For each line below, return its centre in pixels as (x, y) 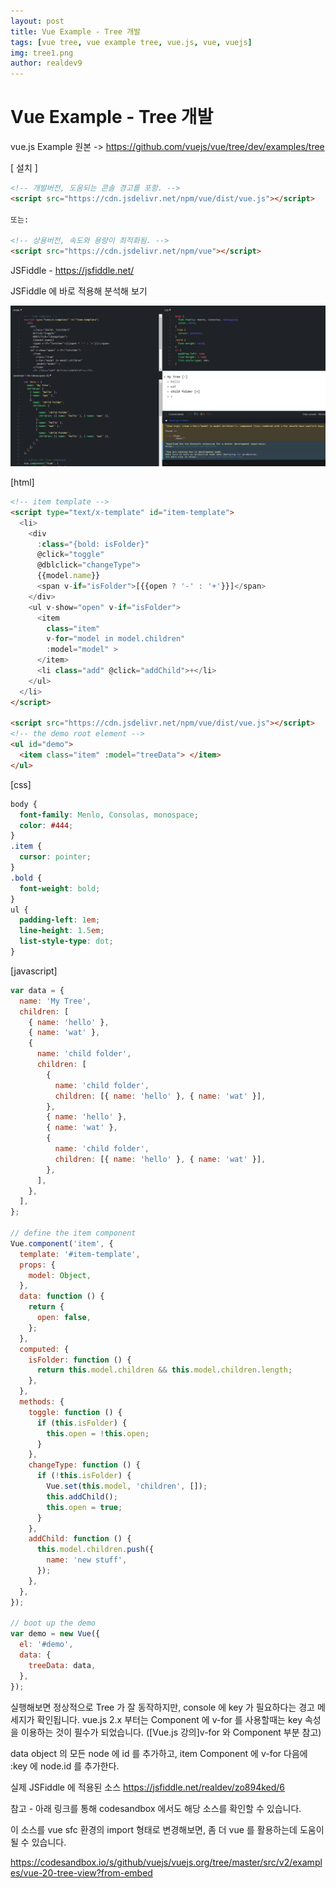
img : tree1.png (42, 53)
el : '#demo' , (46, 1645)
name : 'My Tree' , (55, 1001)
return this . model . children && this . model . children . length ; (164, 1370)
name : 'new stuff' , (87, 1560)
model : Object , (60, 1275)
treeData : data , (62, 1665)
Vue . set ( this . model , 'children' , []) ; (127, 1486)
